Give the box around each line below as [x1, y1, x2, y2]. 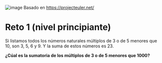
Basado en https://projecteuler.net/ [24, 5, 94, 10]
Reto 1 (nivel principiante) [5, 22, 111, 33]
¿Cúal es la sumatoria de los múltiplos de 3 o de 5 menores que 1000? [5, 52, 150, 58]
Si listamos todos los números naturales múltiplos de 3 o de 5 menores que [5, 38, 157, 43]
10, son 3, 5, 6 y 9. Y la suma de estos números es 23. [5, 43, 114, 49]
